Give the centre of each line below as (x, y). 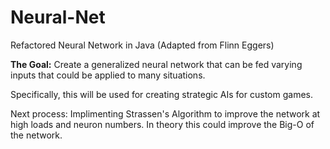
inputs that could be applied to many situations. (108, 75)
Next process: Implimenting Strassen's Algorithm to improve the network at (165, 113)
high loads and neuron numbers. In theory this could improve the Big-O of (162, 124)
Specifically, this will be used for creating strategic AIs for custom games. (161, 94)
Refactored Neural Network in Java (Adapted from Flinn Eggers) (142, 45)
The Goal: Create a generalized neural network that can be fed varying (156, 64)
